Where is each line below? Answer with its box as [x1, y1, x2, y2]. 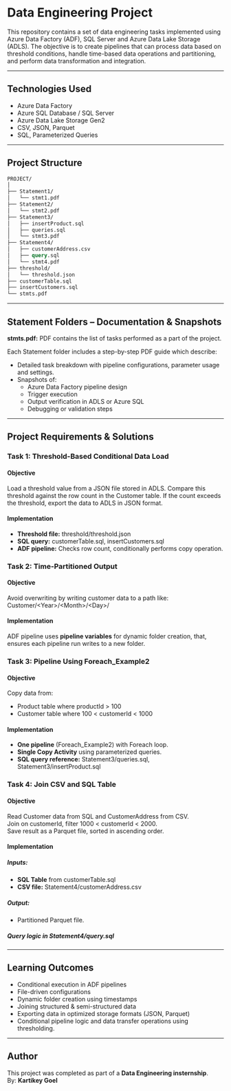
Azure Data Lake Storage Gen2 [16, 116, 105, 125]
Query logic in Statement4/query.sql [7, 931, 115, 940]
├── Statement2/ [7, 201, 54, 208]
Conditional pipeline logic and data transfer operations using [16, 1017, 189, 1025]
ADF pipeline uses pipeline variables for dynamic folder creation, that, [7, 632, 207, 640]
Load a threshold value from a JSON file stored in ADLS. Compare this [7, 484, 206, 493]
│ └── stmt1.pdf [7, 195, 60, 202]
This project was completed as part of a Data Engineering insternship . [7, 1068, 208, 1077]
